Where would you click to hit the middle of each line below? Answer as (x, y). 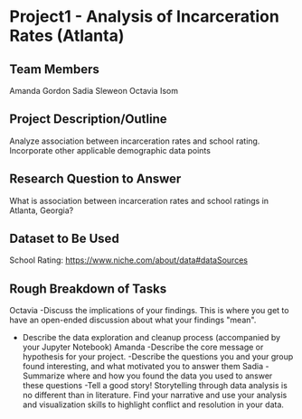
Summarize (43, 376)
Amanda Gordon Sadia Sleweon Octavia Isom (94, 91)
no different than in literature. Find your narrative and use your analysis (155, 396)
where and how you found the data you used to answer (170, 376)
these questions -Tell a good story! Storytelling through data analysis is (155, 386)
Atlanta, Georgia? (42, 210)
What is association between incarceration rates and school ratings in (139, 200)
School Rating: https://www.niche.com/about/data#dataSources (129, 260)
